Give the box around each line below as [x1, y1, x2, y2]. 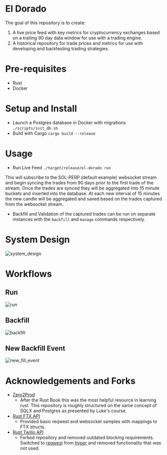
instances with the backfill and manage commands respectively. [12, 216, 146, 222]
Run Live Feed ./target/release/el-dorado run [12, 164, 111, 170]
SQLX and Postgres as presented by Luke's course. [20, 408, 127, 414]
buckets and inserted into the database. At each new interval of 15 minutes [5, 190, 160, 197]
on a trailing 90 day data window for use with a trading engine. [12, 35, 142, 41]
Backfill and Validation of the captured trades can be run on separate [12, 211, 156, 217]
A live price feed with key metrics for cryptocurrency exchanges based [12, 29, 160, 35]
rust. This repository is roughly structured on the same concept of [20, 403, 157, 409]
